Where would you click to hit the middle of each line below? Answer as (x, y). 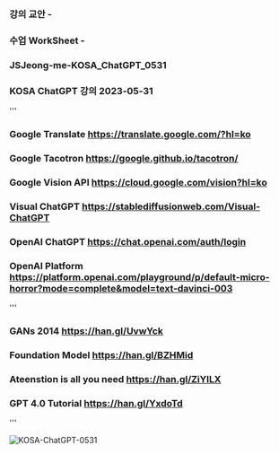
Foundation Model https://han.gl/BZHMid (101, 354)
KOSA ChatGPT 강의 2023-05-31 (81, 91)
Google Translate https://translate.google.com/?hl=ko (130, 134)
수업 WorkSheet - (47, 40)
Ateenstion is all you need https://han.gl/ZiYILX (115, 379)
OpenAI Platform (46, 266)
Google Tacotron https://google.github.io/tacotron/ (124, 158)
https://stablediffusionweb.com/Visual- (171, 206)
